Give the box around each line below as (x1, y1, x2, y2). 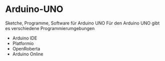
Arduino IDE (12, 35, 37, 41)
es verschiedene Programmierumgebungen (5, 25, 95, 31)
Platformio (12, 40, 34, 46)
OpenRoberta (12, 45, 40, 51)
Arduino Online (12, 51, 43, 57)
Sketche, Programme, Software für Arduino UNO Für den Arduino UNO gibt (5, 20, 160, 26)
